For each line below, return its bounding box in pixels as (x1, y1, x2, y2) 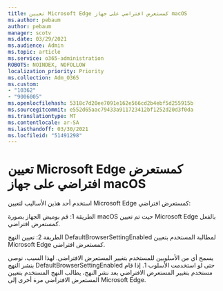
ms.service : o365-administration (8, 55, 104, 62)
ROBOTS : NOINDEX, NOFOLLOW (8, 61, 86, 68)
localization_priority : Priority (8, 68, 104, 74)
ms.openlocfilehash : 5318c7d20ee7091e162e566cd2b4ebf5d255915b (8, 100, 194, 107)
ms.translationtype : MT (8, 112, 77, 119)
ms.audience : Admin (8, 42, 64, 49)
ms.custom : (8, 81, 39, 88)
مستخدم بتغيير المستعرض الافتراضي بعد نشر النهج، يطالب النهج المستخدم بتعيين (8, 268, 213, 277)
